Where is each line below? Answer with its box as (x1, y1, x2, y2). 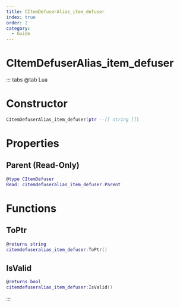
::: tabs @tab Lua (6, 76, 48, 83)
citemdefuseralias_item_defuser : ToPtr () (6, 246, 108, 253)
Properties (6, 137, 59, 151)
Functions (6, 202, 56, 215)
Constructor (6, 97, 68, 111)
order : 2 (6, 20, 28, 26)
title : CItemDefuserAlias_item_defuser (6, 8, 105, 15)
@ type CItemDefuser (6, 176, 55, 182)
